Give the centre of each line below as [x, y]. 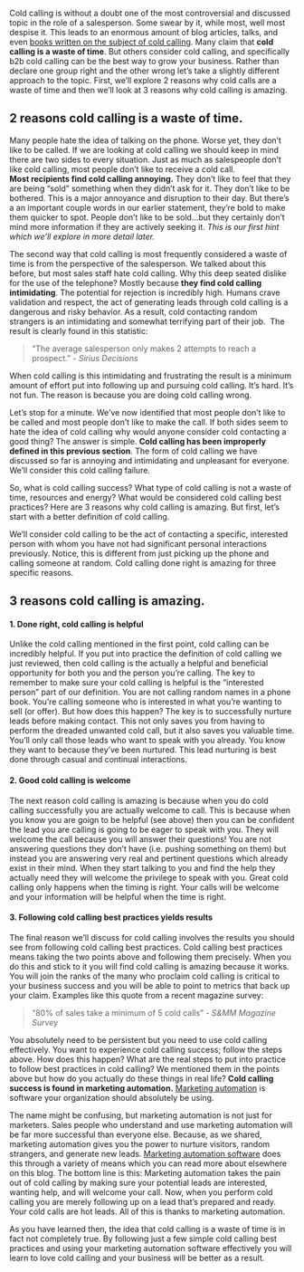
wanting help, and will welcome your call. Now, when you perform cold [141, 1192]
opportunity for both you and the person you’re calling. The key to [132, 673]
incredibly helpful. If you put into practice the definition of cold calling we [146, 654]
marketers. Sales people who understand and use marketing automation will [151, 1124]
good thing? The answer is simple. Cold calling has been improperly [138, 441]
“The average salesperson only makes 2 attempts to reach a [143, 349]
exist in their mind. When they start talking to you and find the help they [142, 867]
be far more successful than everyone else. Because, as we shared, [136, 1134]
